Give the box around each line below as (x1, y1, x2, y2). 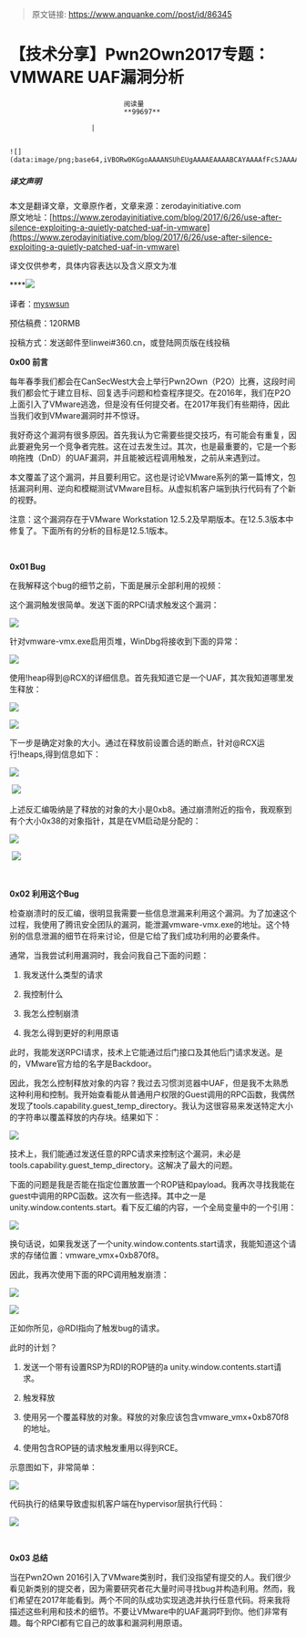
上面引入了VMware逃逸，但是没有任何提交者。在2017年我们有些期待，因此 (9, 399, 290, 409)
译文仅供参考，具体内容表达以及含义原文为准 (9, 260, 178, 271)
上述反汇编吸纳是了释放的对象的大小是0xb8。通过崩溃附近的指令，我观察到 (9, 803, 292, 814)
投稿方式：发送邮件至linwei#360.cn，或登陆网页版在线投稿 (9, 337, 230, 347)
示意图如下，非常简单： (9, 1461, 97, 1472)
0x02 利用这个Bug (9, 888, 79, 899)
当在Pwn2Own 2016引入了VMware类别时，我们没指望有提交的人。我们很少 (9, 1571, 291, 1582)
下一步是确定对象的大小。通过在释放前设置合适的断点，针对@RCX (9, 737, 258, 748)
